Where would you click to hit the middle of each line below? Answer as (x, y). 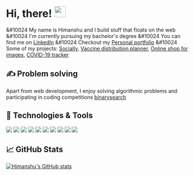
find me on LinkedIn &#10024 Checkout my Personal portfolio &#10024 (92, 42)
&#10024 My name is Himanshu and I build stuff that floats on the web (91, 30)
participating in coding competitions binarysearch (66, 97)
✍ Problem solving (42, 74)
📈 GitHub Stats (35, 149)
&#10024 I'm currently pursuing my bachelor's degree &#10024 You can (93, 36)
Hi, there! (29, 14)
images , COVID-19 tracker (38, 54)
